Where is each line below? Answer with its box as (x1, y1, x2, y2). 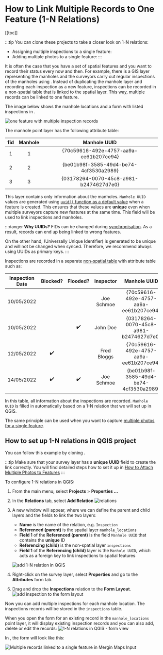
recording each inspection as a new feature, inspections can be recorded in (5, 84, 156, 89)
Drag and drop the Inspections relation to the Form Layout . (12, 586, 131, 592)
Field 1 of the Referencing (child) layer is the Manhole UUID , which (19, 547, 151, 553)
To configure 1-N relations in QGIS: (5, 479, 75, 485)
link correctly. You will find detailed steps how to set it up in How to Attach (5, 464, 153, 470)
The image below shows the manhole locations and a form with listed (5, 103, 144, 109)
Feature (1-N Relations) (5, 14, 100, 25)
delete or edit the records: (5, 625, 57, 631)
